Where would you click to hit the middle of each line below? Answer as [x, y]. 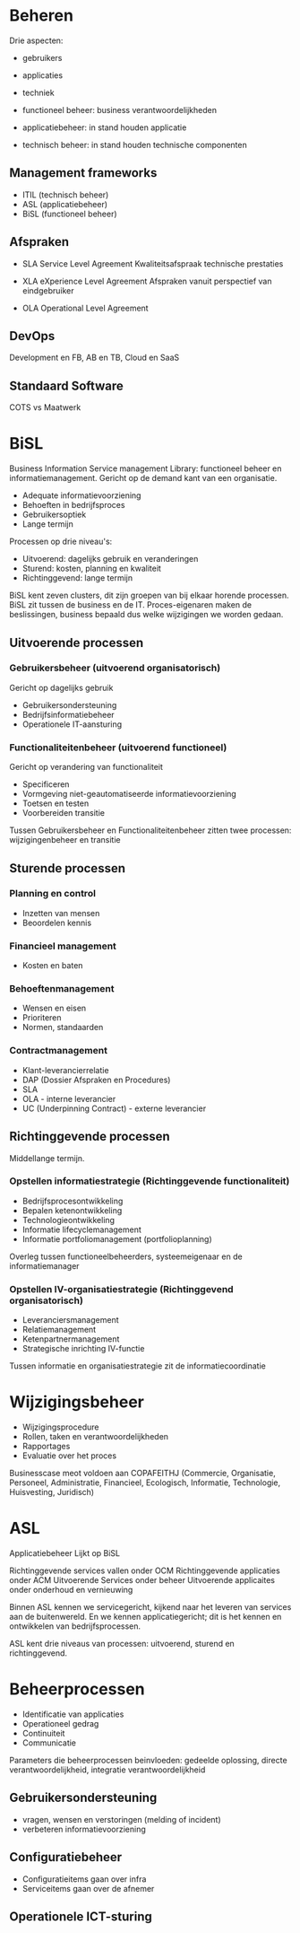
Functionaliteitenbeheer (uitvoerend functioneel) [118, 748]
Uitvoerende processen [77, 643]
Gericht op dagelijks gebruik [61, 687]
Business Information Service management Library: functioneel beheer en [146, 468]
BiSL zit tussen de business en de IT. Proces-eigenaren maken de [131, 605]
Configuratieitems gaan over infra [84, 1879]
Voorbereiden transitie [64, 813]
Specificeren [46, 784]
